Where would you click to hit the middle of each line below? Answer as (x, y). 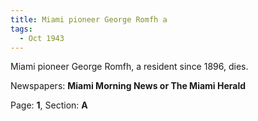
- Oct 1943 (42, 38)
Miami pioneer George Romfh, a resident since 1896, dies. (129, 67)
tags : (21, 29)
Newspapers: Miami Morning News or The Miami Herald (128, 86)
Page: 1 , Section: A (49, 105)
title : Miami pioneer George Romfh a (89, 19)
